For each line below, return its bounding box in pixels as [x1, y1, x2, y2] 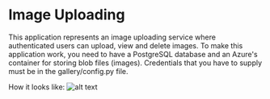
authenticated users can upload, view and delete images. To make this [8, 40, 243, 50]
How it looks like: [8, 82, 65, 92]
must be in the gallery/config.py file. [8, 66, 129, 76]
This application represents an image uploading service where [8, 32, 217, 42]
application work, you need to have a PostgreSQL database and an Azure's [8, 49, 259, 59]
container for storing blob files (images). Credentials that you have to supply [8, 58, 263, 68]
